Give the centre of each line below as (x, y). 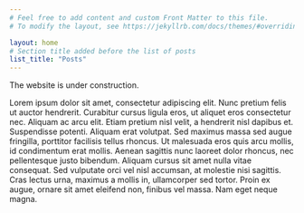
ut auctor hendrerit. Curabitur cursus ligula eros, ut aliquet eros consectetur (150, 112)
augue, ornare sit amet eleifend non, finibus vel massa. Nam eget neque (143, 189)
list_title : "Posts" (48, 60)
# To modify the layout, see (64, 26)
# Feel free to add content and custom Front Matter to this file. (139, 18)
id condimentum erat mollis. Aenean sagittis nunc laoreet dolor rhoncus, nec (152, 151)
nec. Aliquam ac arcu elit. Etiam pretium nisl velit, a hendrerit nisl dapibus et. (152, 122)
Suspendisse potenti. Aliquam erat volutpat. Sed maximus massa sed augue (151, 131)
